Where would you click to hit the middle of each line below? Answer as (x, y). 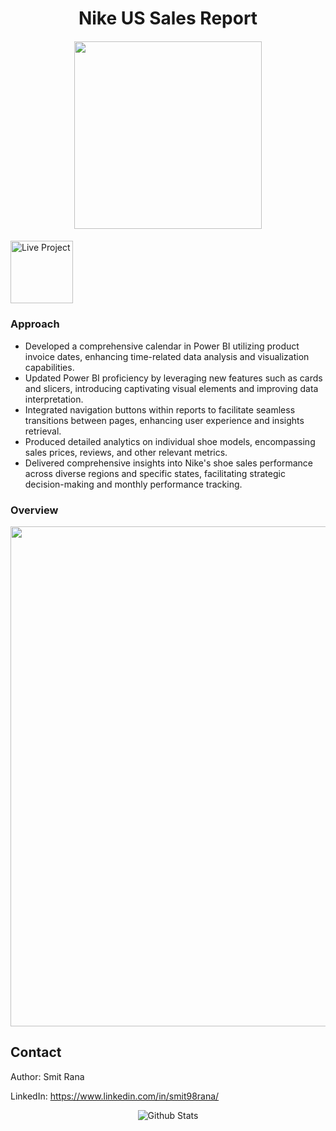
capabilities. (49, 367)
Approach (35, 324)
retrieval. (43, 431)
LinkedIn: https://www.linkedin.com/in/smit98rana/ (115, 1096)
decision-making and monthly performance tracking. (133, 484)
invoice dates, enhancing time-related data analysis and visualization (167, 356)
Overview (34, 510)
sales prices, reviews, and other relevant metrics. (126, 452)
